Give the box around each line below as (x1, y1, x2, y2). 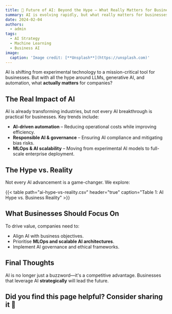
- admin (10, 27, 27, 32)
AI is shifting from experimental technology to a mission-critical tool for (5, 69, 155, 75)
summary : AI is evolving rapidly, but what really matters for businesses (5, 12, 168, 17)
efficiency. (12, 129, 35, 136)
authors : (5, 21, 24, 27)
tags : (5, 31, 17, 36)
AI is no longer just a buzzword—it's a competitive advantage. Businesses (5, 272, 161, 278)
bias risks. (12, 140, 35, 146)
